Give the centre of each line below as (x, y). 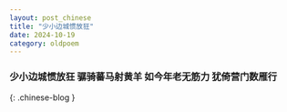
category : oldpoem (44, 43)
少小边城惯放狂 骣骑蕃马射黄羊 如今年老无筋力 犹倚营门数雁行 (143, 76)
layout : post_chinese (51, 18)
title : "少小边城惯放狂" (51, 26)
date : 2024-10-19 (42, 35)
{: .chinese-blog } (42, 97)
